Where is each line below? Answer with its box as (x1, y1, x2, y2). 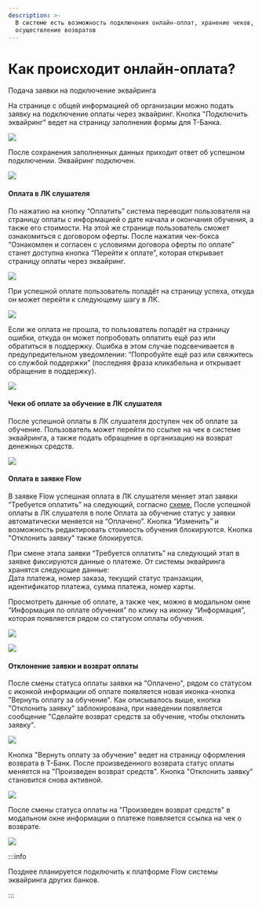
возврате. (8, 822, 42, 831)
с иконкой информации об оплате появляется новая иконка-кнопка (8, 687, 235, 696)
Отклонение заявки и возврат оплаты (8, 661, 139, 670)
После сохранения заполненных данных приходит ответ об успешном (8, 148, 246, 157)
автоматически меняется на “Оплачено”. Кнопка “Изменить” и (8, 516, 220, 526)
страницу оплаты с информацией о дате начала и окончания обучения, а (8, 214, 254, 224)
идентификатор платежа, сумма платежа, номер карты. (8, 582, 196, 591)
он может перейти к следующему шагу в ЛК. (8, 294, 160, 304)
